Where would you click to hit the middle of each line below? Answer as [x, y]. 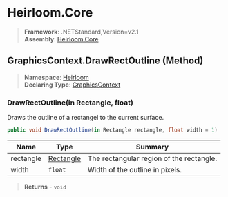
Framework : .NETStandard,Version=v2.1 [81, 32]
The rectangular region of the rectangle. [152, 158]
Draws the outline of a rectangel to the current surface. [86, 118]
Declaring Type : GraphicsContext [72, 85]
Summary [152, 147]
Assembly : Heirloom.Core [61, 39]
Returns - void [45, 187]
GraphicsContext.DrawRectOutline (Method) [105, 61]
